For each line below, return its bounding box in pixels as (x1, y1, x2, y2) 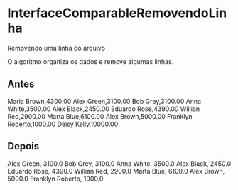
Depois (7, 140, 40, 152)
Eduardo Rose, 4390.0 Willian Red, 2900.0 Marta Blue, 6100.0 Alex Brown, (7, 167, 225, 175)
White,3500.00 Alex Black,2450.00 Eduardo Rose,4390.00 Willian (7, 105, 200, 113)
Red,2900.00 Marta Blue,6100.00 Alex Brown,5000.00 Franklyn (7, 112, 193, 120)
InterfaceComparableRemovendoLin (7, 5, 227, 21)
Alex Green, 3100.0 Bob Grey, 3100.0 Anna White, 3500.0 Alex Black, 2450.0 (7, 159, 232, 168)
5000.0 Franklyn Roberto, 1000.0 (7, 174, 104, 183)
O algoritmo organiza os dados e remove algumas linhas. (7, 57, 174, 65)
